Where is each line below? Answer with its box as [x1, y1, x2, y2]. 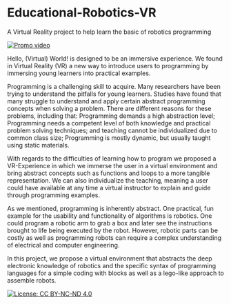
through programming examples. [7, 191, 100, 199]
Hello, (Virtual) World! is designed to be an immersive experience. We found [7, 54, 223, 63]
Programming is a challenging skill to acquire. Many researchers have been [7, 82, 221, 90]
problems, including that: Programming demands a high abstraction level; [7, 112, 215, 120]
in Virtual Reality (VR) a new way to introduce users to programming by [7, 61, 209, 70]
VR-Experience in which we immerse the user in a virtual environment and [7, 161, 218, 170]
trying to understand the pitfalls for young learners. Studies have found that [7, 90, 222, 98]
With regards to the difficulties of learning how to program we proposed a [7, 154, 217, 163]
